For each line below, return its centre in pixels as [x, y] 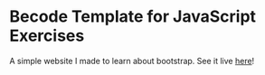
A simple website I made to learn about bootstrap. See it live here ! [132, 61]
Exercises [47, 36]
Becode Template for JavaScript [132, 17]
